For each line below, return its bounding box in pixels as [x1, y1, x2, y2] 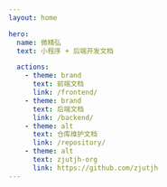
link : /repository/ [32, 138, 106, 147]
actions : [16, 62, 50, 72]
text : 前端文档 [32, 79, 85, 89]
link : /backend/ [32, 113, 94, 122]
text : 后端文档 [32, 105, 85, 114]
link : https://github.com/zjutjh [32, 164, 159, 173]
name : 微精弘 [16, 38, 61, 47]
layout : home [8, 13, 58, 23]
